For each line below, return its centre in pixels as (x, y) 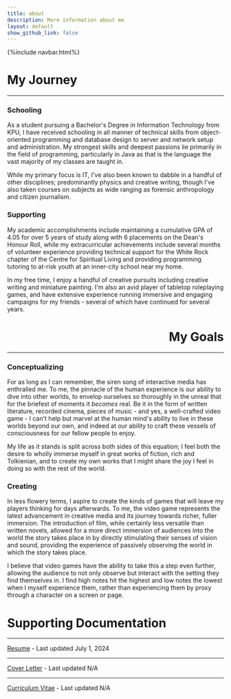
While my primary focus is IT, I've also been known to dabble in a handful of (114, 175)
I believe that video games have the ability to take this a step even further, (112, 566)
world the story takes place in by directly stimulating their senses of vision (112, 538)
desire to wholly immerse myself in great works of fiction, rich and (101, 454)
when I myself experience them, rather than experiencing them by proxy (109, 588)
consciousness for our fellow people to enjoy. (71, 433)
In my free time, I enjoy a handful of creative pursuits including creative (108, 280)
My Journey (42, 80)
